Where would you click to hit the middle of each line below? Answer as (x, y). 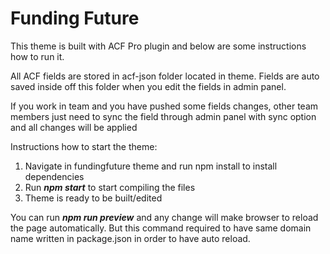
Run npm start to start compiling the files (110, 187)
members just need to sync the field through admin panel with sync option (163, 116)
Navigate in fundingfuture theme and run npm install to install (151, 166)
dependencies (54, 176)
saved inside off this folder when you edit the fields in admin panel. (148, 86)
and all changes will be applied (74, 127)
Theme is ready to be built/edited (93, 198)
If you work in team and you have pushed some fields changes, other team (164, 106)
